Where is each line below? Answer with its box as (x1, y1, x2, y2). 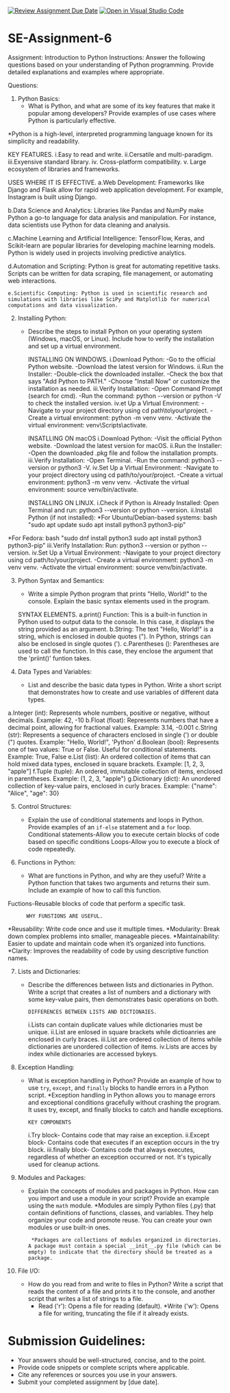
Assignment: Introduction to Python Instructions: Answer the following (8, 53, 205, 61)
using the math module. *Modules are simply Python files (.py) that (27, 1201, 216, 1210)
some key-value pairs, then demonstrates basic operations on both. (27, 995, 219, 1003)
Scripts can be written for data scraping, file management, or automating (8, 269, 214, 278)
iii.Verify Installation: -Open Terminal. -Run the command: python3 (27, 456, 215, 464)
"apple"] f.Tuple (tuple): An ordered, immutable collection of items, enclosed (8, 767, 223, 775)
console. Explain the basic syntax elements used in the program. (27, 597, 211, 605)
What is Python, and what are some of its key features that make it (27, 102, 216, 110)
